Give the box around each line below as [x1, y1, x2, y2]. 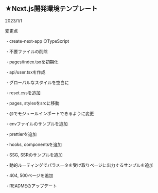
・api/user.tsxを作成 [5, 69, 46, 75]
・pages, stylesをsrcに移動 [5, 100, 60, 106]
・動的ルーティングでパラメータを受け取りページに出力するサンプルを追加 [5, 162, 154, 168]
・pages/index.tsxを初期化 [5, 59, 58, 65]
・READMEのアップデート [5, 183, 57, 189]
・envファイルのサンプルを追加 [5, 121, 68, 126]
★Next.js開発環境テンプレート [5, 4, 98, 13]
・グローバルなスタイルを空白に [5, 79, 69, 85]
